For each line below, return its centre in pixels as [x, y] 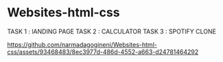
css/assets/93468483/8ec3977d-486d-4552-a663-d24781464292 [103, 52]
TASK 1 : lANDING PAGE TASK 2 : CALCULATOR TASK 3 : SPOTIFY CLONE [111, 31]
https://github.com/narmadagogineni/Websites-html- [82, 44]
